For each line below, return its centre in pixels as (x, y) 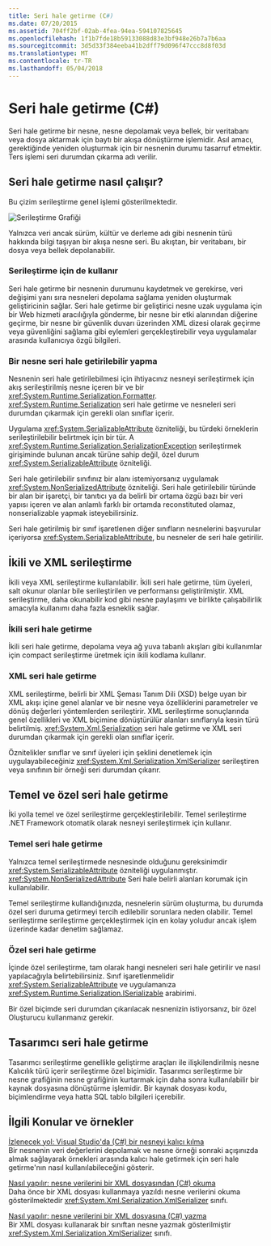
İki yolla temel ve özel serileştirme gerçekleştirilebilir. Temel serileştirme (127, 814)
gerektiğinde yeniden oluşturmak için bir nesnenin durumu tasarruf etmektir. (135, 148)
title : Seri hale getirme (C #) (61, 16)
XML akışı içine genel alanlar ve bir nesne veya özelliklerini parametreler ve (133, 702)
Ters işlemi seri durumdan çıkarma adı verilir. (83, 156)
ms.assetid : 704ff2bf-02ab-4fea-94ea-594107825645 (95, 31)
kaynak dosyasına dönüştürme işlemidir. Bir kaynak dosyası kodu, (118, 1088)
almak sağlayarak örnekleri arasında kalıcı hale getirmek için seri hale (124, 1159)
